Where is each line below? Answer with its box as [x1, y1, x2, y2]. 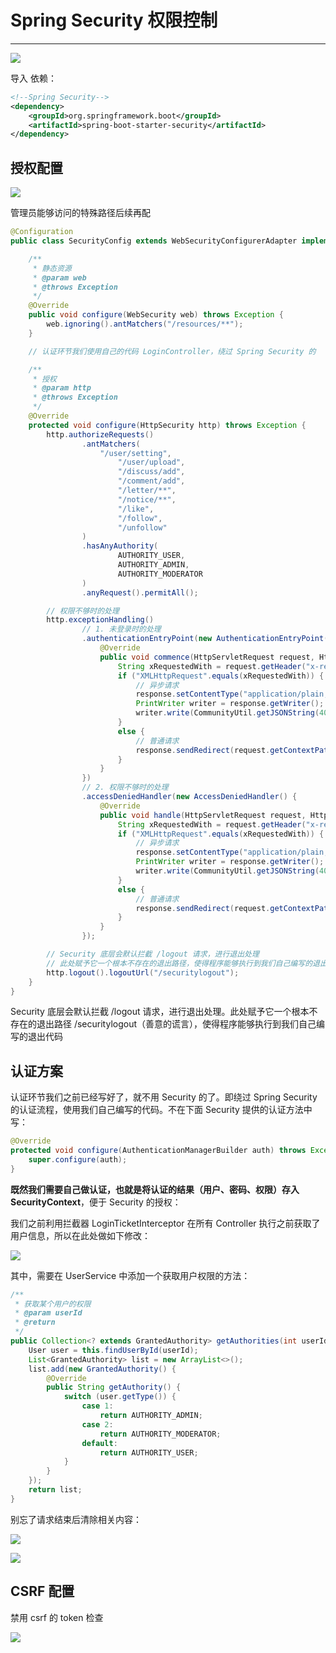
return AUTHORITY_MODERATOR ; [99, 1429, 222, 1439]
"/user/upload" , [117, 457, 186, 468]
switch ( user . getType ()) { [63, 1392, 177, 1402]
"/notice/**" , [117, 494, 177, 505]
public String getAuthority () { [46, 1382, 182, 1393]
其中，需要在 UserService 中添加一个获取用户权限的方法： [10, 1269, 251, 1281]
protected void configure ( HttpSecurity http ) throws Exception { [28, 420, 307, 430]
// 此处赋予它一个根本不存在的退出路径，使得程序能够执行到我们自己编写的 [46, 958, 313, 968]
